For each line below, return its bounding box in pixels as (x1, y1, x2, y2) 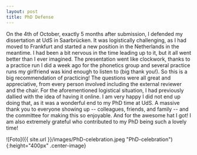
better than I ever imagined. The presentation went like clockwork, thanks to (6, 55, 191, 62)
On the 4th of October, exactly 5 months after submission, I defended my (6, 30, 183, 37)
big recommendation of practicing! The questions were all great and (6, 74, 171, 81)
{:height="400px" (6, 142, 49, 149)
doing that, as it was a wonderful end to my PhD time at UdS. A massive (6, 99, 180, 106)
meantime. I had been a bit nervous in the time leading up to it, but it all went (6, 49, 192, 56)
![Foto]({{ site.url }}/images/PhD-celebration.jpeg (6, 136, 125, 143)
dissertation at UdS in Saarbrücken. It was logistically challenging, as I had (6, 37, 187, 44)
